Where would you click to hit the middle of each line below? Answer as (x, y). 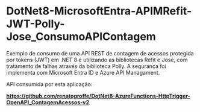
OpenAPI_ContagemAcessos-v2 (48, 102)
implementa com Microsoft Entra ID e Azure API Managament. (83, 72)
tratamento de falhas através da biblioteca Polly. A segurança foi (86, 66)
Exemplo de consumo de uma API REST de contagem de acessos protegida (100, 53)
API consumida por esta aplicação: (49, 84)
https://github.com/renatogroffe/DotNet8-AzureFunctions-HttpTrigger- (98, 96)
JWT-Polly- (36, 24)
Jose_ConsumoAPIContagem (81, 37)
